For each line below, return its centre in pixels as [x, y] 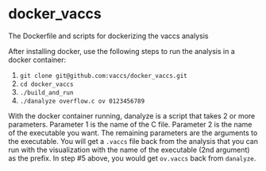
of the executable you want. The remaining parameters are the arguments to [133, 133]
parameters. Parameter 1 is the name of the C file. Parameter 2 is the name [130, 124]
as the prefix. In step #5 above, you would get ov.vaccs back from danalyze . [132, 158]
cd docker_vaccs [46, 84]
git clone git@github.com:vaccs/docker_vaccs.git [104, 76]
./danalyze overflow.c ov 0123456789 [82, 101]
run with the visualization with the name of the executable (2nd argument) [129, 150]
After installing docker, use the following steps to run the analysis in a [122, 51]
